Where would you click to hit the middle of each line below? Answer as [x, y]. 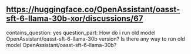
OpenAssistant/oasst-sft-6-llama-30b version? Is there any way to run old [95, 39]
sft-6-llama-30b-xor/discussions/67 [75, 19]
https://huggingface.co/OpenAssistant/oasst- [93, 10]
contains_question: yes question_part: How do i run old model [81, 33]
